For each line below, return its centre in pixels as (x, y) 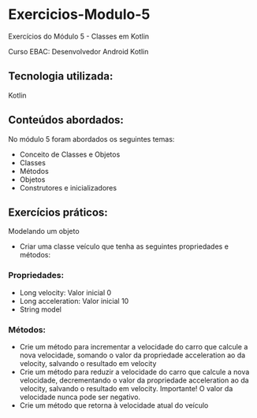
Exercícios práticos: (58, 212)
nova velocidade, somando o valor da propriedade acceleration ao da (132, 355)
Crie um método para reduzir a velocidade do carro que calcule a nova (134, 372)
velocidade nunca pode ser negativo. (80, 397)
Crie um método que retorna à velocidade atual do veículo (114, 405)
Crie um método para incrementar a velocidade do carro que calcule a (134, 346)
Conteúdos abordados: (66, 120)
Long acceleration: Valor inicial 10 (74, 301)
